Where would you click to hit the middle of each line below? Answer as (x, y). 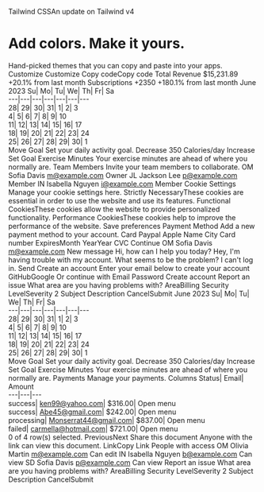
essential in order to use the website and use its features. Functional (120, 200)
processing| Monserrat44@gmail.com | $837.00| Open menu (107, 420)
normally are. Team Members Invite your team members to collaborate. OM (131, 167)
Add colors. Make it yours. (96, 44)
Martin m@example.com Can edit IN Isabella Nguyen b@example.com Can (130, 454)
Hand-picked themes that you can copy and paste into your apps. (115, 65)
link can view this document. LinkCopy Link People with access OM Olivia (128, 445)
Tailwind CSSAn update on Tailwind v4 (71, 12)
